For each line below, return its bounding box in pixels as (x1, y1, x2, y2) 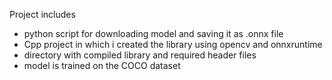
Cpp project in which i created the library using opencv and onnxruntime (23, 39, 323, 50)
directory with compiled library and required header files (23, 49, 257, 61)
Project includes (9, 9, 76, 20)
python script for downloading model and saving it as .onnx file (23, 28, 284, 39)
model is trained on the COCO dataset (23, 60, 181, 71)
